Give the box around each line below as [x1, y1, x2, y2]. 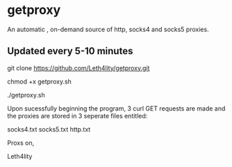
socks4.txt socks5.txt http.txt [7, 125, 91, 134]
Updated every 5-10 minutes [7, 45, 133, 57]
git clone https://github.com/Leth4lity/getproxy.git [7, 63, 150, 72]
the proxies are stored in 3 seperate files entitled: [7, 111, 148, 120]
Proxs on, [7, 138, 35, 147]
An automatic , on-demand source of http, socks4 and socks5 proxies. [7, 25, 210, 33]
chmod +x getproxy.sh [7, 77, 72, 86]
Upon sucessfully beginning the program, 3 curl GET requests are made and [7, 104, 226, 113]
